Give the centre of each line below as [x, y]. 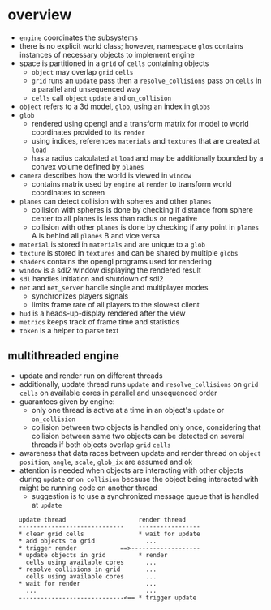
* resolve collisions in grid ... [88, 569]
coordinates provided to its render [88, 132]
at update [47, 505]
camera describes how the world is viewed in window [105, 175]
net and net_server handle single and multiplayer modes [114, 287]
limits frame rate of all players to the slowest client [115, 304]
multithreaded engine [63, 356]
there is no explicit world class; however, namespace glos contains [131, 45]
